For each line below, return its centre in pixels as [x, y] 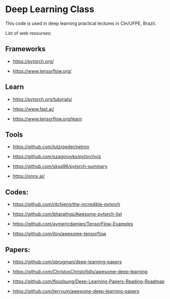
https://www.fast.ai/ [33, 109]
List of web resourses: [29, 33]
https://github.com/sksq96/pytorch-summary [60, 166]
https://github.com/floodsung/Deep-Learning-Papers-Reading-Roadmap [89, 281]
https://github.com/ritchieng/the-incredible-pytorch [66, 204]
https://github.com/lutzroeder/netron [51, 147]
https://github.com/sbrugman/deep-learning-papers [67, 262]
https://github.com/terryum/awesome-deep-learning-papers [76, 291]
